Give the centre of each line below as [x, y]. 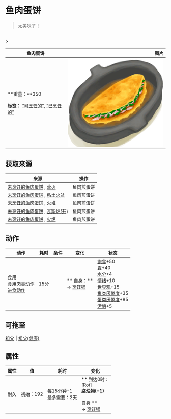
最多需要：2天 [62, 397]
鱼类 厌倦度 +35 [113, 293]
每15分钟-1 [60, 391]
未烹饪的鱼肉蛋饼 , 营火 [32, 187]
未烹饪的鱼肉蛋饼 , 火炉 [32, 219]
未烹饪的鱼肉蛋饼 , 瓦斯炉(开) [38, 211]
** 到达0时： [95, 379]
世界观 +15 [108, 287]
